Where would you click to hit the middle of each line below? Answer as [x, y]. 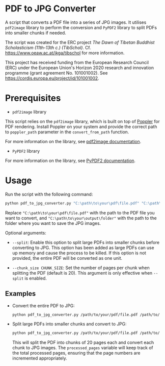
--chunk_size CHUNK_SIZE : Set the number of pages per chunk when [81, 268]
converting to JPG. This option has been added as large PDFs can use [83, 247]
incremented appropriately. [40, 358]
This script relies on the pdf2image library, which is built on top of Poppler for [82, 121]
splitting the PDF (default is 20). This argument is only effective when [82, 273]
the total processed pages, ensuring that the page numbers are [76, 353]
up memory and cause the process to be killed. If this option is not [79, 253]
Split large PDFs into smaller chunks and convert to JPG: [69, 324]
